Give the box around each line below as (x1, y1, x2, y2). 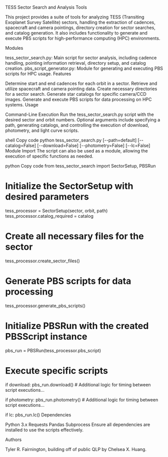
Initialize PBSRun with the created (5, 321, 149, 332)
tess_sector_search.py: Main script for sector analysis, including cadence (5, 55, 157, 61)
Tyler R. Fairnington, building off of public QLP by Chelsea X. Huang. (5, 446, 147, 452)
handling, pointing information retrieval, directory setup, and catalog (5, 60, 146, 66)
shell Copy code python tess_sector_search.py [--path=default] (5, 137, 137, 143)
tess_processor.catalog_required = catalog (5, 213, 94, 219)
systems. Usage (5, 102, 39, 107)
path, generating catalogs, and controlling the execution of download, (5, 122, 149, 128)
